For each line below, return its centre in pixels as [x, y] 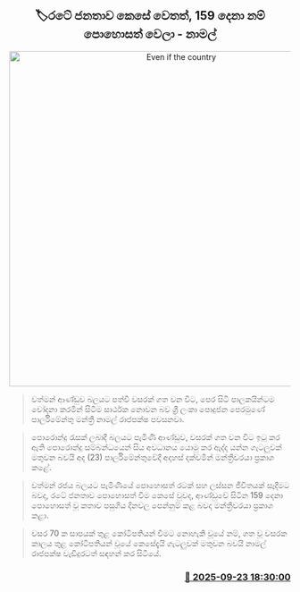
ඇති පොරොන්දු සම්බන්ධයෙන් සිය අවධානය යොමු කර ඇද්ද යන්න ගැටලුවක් [157, 447]
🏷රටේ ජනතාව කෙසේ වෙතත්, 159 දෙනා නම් [150, 16]
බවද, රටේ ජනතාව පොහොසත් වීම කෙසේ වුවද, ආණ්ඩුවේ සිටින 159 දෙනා [157, 495]
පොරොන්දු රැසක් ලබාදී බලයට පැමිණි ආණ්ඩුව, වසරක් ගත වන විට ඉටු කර [155, 436]
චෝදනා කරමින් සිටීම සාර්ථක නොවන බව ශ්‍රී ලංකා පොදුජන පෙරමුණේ [148, 409]
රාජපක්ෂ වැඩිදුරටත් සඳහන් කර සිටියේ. [96, 553]
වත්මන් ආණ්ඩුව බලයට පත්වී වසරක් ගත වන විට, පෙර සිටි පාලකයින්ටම [153, 399]
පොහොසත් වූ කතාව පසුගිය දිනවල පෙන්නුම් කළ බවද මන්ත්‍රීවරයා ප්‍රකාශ [152, 505]
